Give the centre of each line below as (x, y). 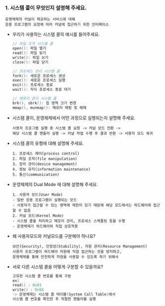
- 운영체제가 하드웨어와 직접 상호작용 (45, 226)
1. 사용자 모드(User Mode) (37, 195)
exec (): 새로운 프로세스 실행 (39, 80)
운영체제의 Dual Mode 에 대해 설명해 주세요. (55, 184)
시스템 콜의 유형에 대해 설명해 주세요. (48, 143)
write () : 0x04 (28, 290)
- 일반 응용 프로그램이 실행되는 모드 (44, 200)
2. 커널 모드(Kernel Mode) (38, 216)
